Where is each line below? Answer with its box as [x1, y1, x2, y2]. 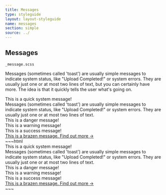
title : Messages [5, 7, 39, 12]
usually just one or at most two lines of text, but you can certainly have [5, 81, 150, 87]
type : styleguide [5, 12, 41, 17]
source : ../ [5, 30, 30, 35]
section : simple [5, 26, 39, 31]
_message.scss [5, 62, 35, 67]
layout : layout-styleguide [5, 16, 61, 21]
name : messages [5, 21, 37, 26]
